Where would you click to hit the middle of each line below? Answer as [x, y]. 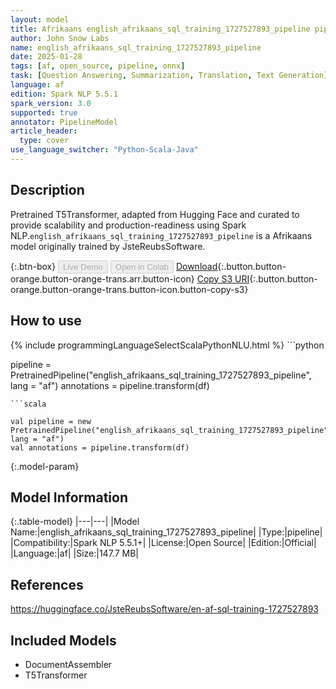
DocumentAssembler [68, 664]
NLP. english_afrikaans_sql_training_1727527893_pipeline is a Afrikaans [161, 235]
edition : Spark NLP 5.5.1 [64, 94]
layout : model [40, 19]
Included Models [63, 640]
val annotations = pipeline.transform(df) [100, 447]
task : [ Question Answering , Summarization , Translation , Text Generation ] [169, 76]
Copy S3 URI [223, 278]
